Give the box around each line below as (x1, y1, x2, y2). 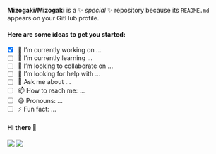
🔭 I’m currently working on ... (17, 46, 102, 54)
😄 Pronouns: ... (17, 96, 64, 105)
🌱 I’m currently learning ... (17, 54, 93, 62)
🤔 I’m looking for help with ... (17, 70, 101, 78)
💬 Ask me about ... (17, 78, 71, 86)
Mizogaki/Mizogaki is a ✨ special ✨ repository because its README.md (7, 6, 210, 14)
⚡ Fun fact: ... (17, 105, 56, 113)
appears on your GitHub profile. (7, 14, 100, 22)
